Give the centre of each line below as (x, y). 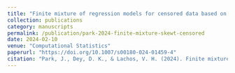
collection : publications (45, 20)
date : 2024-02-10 (33, 40)
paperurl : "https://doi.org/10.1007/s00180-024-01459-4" (92, 53)
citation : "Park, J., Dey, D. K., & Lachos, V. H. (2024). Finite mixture (119, 59)
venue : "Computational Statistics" (59, 46)
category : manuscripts (40, 26)
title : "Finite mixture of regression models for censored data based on (117, 14)
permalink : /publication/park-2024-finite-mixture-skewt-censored (106, 33)
